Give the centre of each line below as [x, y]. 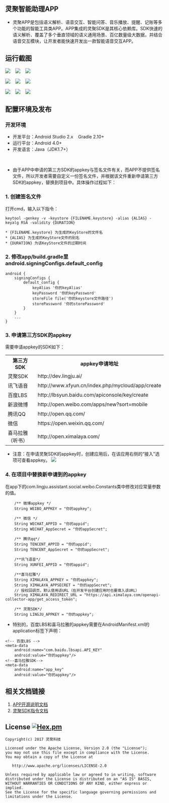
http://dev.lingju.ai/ [60, 376]
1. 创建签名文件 [23, 197]
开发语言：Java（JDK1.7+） [41, 150]
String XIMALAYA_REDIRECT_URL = [48, 595]
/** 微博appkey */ [33, 503]
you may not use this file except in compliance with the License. [77, 753]
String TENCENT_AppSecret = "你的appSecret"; [62, 550]
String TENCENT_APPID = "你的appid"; [53, 544]
